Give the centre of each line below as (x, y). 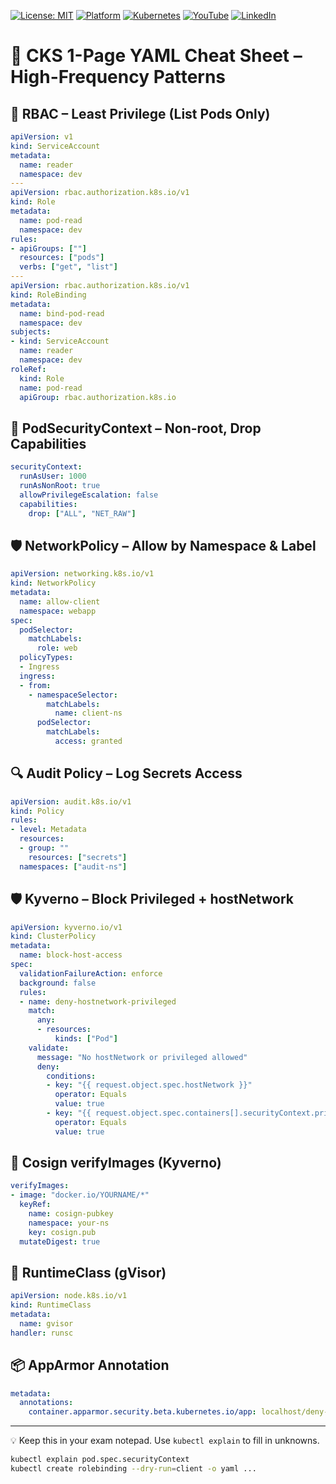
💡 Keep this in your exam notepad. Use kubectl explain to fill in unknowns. (165, 1441)
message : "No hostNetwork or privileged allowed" (142, 1057)
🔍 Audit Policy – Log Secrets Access (126, 773)
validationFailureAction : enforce (91, 973)
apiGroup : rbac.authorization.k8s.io (98, 397)
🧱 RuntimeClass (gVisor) (88, 1272)
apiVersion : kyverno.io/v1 (66, 927)
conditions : (71, 1076)
